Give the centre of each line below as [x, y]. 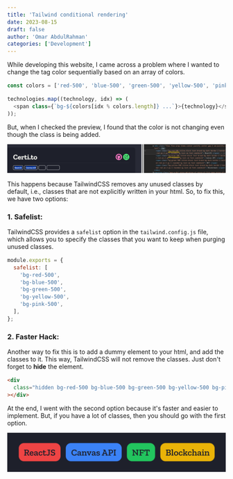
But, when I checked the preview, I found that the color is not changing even [116, 127]
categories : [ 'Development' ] [49, 44]
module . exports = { [35, 260]
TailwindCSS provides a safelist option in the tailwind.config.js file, [108, 232]
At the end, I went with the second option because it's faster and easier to [113, 408]
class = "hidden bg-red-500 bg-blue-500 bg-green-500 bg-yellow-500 [111, 387]
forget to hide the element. [45, 367]
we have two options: [38, 199]
